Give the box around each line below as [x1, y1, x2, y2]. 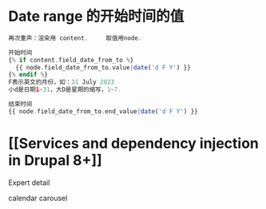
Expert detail [8, 177, 50, 187]
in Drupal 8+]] [8, 152, 102, 169]
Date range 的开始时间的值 [8, 7, 185, 26]
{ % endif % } [8, 71, 48, 79]
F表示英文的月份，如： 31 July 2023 [8, 78, 114, 86]
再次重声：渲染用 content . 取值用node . [8, 34, 142, 42]
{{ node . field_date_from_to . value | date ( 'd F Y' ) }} [15, 63, 192, 72]
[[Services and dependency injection [8, 135, 260, 152]
